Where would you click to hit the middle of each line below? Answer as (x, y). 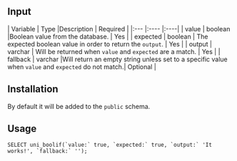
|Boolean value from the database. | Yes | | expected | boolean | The (108, 36)
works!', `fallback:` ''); (47, 151)
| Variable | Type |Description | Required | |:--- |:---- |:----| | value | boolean (119, 28)
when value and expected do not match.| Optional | (82, 66)
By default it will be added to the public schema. (79, 106)
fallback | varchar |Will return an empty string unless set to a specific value (118, 59)
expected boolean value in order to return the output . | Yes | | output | (110, 44)
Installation (33, 89)
